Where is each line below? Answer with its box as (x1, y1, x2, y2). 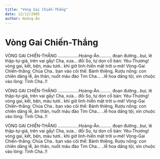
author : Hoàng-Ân (5, 16, 40, 21)
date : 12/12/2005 (5, 12, 40, 16)
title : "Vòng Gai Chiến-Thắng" (5, 7, 68, 12)
